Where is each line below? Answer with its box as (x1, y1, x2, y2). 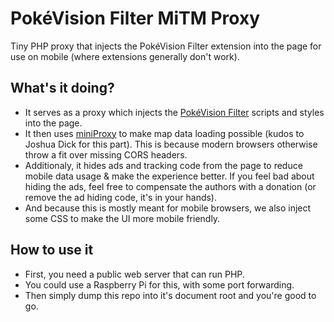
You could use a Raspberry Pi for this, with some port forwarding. (24, 278, 295, 291)
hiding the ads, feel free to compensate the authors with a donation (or (24, 180, 317, 192)
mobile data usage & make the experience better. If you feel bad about (24, 170, 315, 182)
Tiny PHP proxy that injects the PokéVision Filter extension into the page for (10, 40, 322, 52)
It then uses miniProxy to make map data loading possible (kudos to (24, 127, 305, 139)
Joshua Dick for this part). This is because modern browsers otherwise (24, 138, 318, 150)
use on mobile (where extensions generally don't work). (10, 50, 240, 62)
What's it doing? (10, 80, 115, 97)
